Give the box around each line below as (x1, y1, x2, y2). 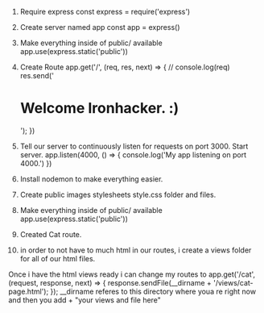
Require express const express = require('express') (19, 7, 191, 16)
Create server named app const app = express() (19, 23, 180, 31)
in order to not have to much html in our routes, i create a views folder (19, 245, 252, 255)
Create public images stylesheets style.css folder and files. (19, 190, 217, 199)
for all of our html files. (19, 253, 96, 263)
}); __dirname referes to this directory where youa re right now (50, 286, 256, 296)
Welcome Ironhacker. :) (19, 99, 179, 118)
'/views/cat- (212, 278, 254, 287)
